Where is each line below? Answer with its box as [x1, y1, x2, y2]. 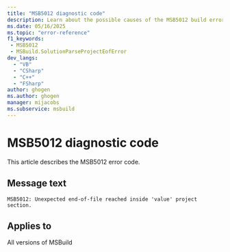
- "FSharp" [13, 80, 44, 87]
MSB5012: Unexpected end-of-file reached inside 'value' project [7, 196, 197, 203]
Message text [7, 177, 67, 189]
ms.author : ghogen [7, 93, 60, 100]
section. [7, 201, 32, 209]
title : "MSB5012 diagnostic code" [7, 10, 106, 17]
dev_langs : [7, 55, 38, 62]
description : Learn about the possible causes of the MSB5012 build [7, 16, 207, 23]
